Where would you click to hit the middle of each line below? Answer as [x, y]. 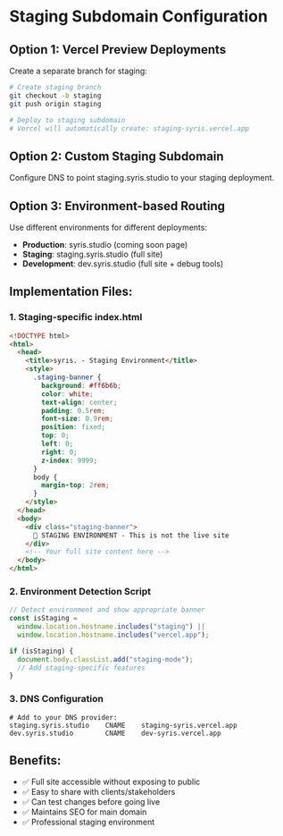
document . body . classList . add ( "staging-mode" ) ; [105, 659]
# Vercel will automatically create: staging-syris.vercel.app [129, 128]
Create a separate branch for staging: [78, 71]
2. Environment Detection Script [80, 591]
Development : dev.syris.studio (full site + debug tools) [123, 264]
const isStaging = [43, 619]
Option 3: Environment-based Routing [117, 206]
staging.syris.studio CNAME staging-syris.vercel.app [124, 725]
